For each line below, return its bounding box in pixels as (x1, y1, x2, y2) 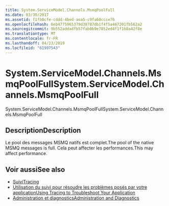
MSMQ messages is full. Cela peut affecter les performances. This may (5, 145, 154, 151)
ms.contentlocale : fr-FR (5, 36, 58, 41)
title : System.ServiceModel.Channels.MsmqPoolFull (5, 7, 115, 13)
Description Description (5, 126, 81, 135)
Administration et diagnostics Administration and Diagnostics (12, 195, 139, 201)
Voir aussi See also (5, 165, 65, 174)
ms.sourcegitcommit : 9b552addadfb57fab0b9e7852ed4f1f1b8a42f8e (5, 27, 143, 32)
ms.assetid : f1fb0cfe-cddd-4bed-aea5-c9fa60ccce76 (5, 17, 115, 22)
